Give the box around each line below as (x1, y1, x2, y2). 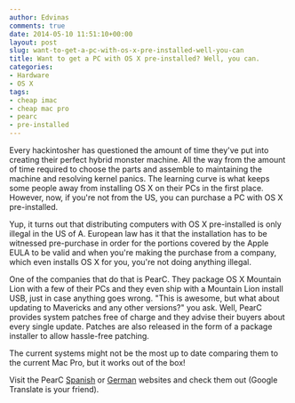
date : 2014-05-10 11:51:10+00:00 (9, 29, 133, 38)
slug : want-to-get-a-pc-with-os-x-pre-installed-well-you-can (9, 46, 244, 55)
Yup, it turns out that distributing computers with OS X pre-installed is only (9, 219, 282, 230)
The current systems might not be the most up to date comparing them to (9, 348, 278, 359)
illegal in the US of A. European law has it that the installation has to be (9, 229, 268, 238)
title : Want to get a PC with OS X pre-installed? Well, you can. (9, 54, 260, 63)
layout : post (9, 37, 58, 47)
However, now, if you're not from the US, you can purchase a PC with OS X (9, 192, 283, 203)
